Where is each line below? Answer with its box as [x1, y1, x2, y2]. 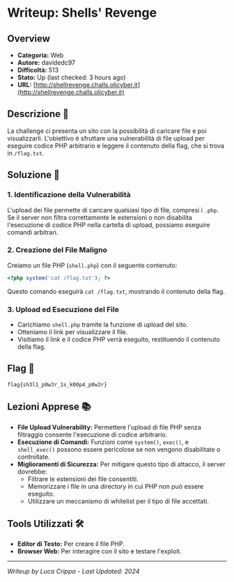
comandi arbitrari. [7, 228, 58, 236]
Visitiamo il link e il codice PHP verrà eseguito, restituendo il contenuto [17, 335, 221, 343]
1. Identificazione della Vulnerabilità [7, 190, 131, 200]
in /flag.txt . [7, 148, 45, 157]
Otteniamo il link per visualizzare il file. [17, 327, 128, 336]
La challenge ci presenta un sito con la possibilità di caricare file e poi [7, 127, 207, 135]
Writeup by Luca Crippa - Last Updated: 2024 [7, 567, 140, 576]
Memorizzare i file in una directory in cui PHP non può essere [27, 482, 204, 490]
